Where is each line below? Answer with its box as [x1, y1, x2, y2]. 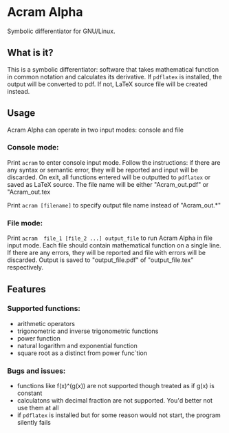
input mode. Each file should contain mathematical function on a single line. [7, 241, 221, 250]
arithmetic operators [17, 319, 76, 328]
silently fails [17, 419, 52, 427]
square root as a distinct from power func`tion [17, 349, 148, 357]
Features [7, 283, 46, 295]
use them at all [17, 404, 59, 412]
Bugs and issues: [7, 366, 66, 376]
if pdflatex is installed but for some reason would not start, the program [17, 411, 221, 419]
